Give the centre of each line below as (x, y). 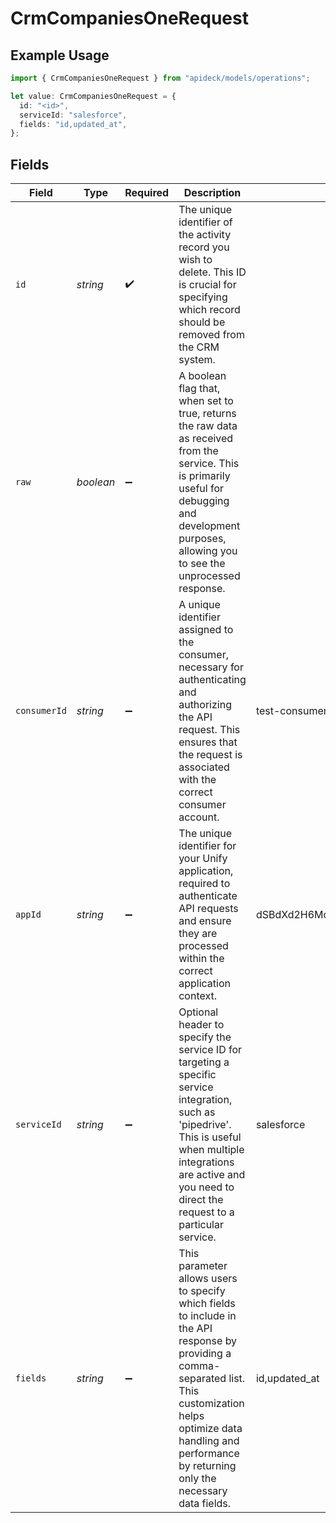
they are (198, 934)
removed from (211, 335)
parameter (203, 1266)
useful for (201, 489)
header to (201, 1025)
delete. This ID (212, 272)
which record (209, 310)
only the (197, 1479)
